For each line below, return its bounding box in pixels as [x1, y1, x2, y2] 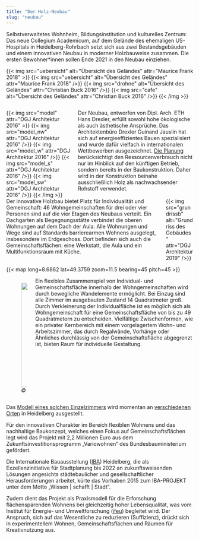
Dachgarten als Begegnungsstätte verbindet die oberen [6, 216, 143, 223]
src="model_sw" [6, 179, 47, 186]
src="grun [166, 204, 191, 211]
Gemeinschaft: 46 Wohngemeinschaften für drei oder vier [6, 204, 147, 211]
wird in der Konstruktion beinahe [77, 172, 157, 179]
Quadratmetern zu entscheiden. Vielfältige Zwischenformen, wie [35, 315, 193, 322]
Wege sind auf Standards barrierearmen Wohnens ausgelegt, [6, 229, 156, 236]
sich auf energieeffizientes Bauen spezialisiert [77, 134, 191, 141]
